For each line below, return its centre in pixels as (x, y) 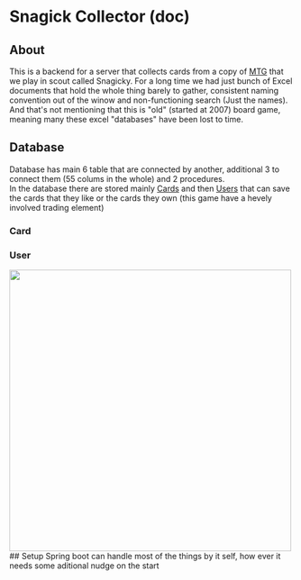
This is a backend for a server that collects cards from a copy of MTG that (146, 71)
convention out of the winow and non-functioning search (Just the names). (149, 100)
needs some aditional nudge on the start (84, 566)
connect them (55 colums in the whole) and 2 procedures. (117, 178)
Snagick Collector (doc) (100, 17)
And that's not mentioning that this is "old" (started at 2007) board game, (145, 109)
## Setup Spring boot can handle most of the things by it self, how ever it (145, 557)
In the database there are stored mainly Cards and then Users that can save (150, 188)
